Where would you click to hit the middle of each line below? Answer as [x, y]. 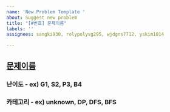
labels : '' [20, 29]
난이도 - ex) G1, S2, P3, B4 [44, 84]
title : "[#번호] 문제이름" [36, 23]
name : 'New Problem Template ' [46, 12]
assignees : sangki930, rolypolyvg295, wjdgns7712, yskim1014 [85, 35]
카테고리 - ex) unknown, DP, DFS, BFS [62, 102]
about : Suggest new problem [42, 18]
